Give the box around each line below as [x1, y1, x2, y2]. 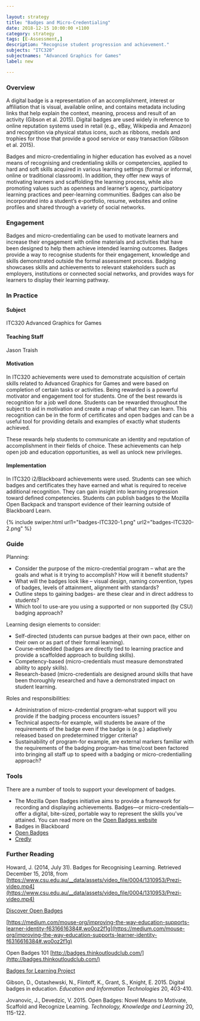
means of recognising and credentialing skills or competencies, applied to [6, 159, 188, 166]
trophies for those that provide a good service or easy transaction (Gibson [6, 135, 189, 142]
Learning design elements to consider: [6, 621, 101, 628]
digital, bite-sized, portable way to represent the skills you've [32, 810, 183, 817]
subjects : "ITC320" [6, 47, 55, 54]
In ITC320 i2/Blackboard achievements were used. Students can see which [6, 475, 191, 482]
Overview [6, 83, 35, 91]
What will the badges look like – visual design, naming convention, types [14, 577, 193, 585]
